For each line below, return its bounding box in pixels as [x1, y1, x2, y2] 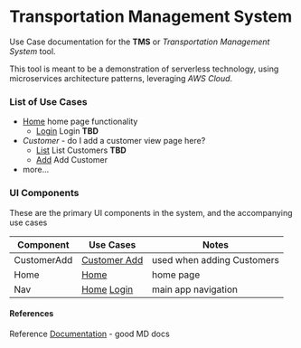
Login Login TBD [35, 126, 99, 136]
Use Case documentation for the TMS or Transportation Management [9, 36, 270, 47]
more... [22, 165, 50, 175]
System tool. [9, 45, 56, 56]
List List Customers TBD [35, 145, 127, 155]
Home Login [80, 283, 134, 296]
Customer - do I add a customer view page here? [22, 136, 206, 146]
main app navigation [152, 283, 238, 296]
